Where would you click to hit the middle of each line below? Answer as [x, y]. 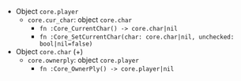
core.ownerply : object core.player [83, 60]
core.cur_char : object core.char [80, 20]
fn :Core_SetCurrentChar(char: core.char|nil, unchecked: [137, 37]
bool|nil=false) [66, 44]
